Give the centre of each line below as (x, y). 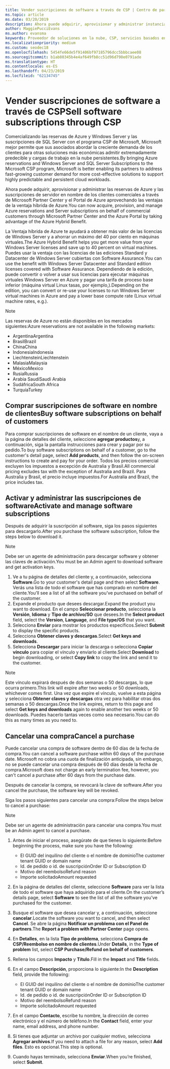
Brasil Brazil (24, 341)
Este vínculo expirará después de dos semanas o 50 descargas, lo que (79, 683)
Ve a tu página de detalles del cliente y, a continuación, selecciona (82, 577)
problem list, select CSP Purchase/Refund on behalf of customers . (83, 950)
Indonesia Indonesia (33, 352)
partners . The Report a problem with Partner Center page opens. (81, 929)
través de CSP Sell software (64, 112)
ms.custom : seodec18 (27, 48)
